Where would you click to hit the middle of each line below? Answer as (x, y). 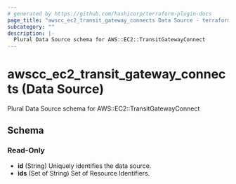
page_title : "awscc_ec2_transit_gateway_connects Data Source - (103, 20)
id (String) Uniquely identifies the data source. (84, 166)
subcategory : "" (31, 27)
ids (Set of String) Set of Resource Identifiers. (84, 173)
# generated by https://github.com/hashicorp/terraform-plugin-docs (110, 14)
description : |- (31, 33)
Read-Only (26, 150)
